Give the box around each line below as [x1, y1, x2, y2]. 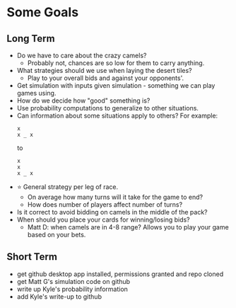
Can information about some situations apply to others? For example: [16, 111, 218, 120]
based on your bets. [27, 231, 86, 239]
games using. [16, 89, 57, 97]
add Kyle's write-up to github [16, 292, 102, 301]
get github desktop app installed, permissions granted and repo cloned [16, 270, 224, 278]
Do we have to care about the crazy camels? [16, 51, 147, 59]
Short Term [6, 251, 58, 263]
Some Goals [6, 4, 79, 21]
